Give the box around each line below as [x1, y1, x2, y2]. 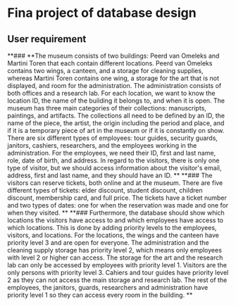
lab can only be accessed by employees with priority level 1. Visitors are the [7, 261, 228, 269]
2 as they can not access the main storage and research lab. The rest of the [7, 276, 228, 284]
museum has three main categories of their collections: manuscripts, [7, 104, 206, 112]
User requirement [7, 33, 87, 45]
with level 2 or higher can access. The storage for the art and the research [7, 253, 223, 262]
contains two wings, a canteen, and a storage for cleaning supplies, [7, 67, 204, 75]
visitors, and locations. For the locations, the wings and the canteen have [7, 231, 220, 239]
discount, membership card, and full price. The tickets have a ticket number [7, 193, 227, 202]
